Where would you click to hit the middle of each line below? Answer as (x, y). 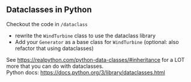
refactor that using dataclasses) (54, 48)
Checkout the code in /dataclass (47, 24)
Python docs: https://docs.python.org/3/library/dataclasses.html (86, 72)
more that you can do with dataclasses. (55, 66)
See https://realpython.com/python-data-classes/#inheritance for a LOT (95, 59)
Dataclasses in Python (49, 10)
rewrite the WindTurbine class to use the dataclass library (85, 36)
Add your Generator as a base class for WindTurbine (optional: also (97, 42)
